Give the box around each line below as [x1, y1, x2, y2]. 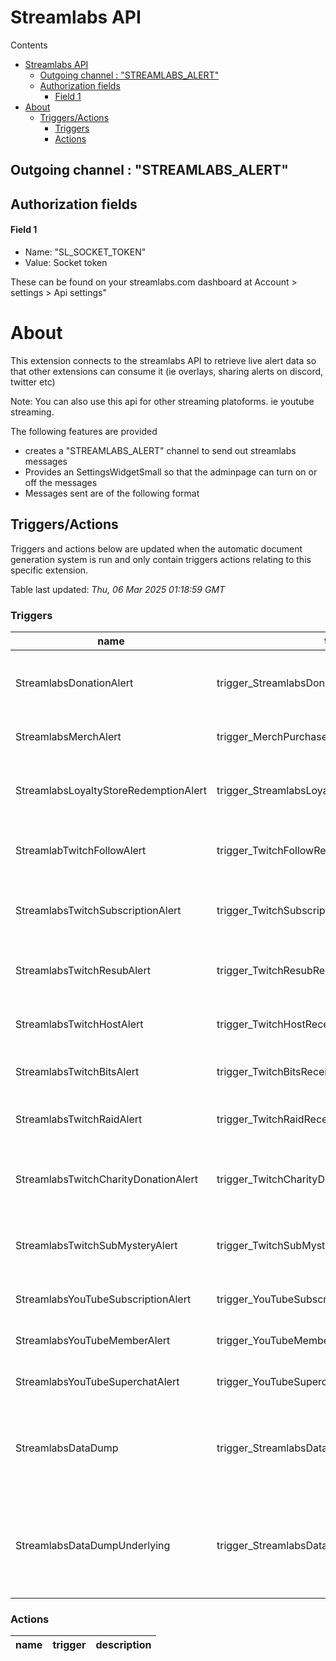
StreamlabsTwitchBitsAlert [15, 1064, 140, 1078]
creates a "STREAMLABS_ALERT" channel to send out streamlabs [24, 444, 297, 456]
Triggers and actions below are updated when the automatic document [10, 542, 303, 555]
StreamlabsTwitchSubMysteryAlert [15, 1238, 178, 1252]
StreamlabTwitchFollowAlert [15, 843, 147, 857]
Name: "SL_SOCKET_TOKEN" [24, 246, 147, 258]
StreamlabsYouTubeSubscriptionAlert [15, 1292, 192, 1306]
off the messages [24, 476, 98, 488]
